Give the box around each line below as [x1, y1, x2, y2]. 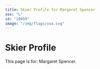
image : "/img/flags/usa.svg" [5, 21, 65, 26]
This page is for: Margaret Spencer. [5, 59, 77, 65]
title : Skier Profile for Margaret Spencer [5, 7, 96, 12]
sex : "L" [5, 12, 23, 17]
